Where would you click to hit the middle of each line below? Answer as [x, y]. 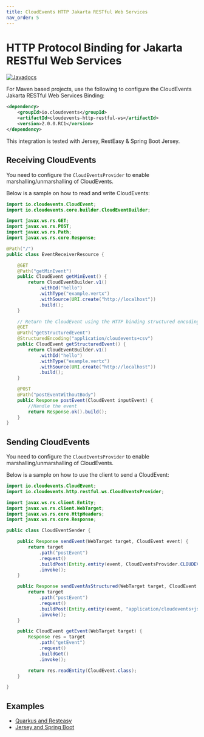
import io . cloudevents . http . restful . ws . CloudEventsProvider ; [85, 491]
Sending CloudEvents [48, 442]
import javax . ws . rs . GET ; [38, 221]
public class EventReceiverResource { [55, 254]
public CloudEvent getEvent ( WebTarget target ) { [80, 631]
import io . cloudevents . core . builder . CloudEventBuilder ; [78, 210]
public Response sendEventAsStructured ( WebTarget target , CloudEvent [107, 586]
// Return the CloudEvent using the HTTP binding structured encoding [108, 322]
